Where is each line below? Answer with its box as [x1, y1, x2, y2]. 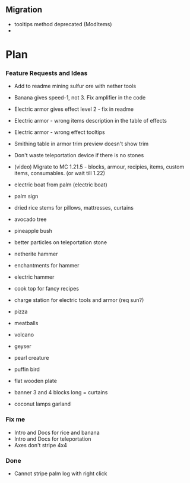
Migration [5, 5, 43, 15]
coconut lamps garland [14, 400, 71, 407]
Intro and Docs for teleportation [14, 435, 91, 443]
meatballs [14, 320, 39, 327]
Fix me [5, 415, 26, 423]
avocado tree [14, 216, 47, 223]
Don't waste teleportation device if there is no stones [14, 152, 144, 159]
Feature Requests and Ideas [5, 68, 88, 77]
